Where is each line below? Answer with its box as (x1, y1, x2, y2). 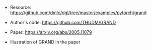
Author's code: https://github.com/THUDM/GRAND (10, 20, 116, 25)
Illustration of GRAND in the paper (10, 39, 81, 45)
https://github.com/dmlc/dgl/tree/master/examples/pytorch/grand (10, 10, 147, 16)
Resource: (10, 5, 32, 10)
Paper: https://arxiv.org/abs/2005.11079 (10, 29, 92, 35)
